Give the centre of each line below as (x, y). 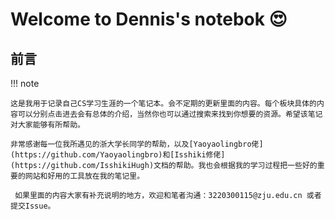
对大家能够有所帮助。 (47, 125)
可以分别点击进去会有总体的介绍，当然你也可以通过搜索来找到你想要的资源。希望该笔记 (170, 114)
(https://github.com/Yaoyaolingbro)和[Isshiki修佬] (118, 155)
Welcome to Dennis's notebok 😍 (149, 19)
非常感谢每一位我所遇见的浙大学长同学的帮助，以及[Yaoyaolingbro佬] (137, 144)
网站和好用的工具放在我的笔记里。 (84, 176)
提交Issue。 (33, 206)
